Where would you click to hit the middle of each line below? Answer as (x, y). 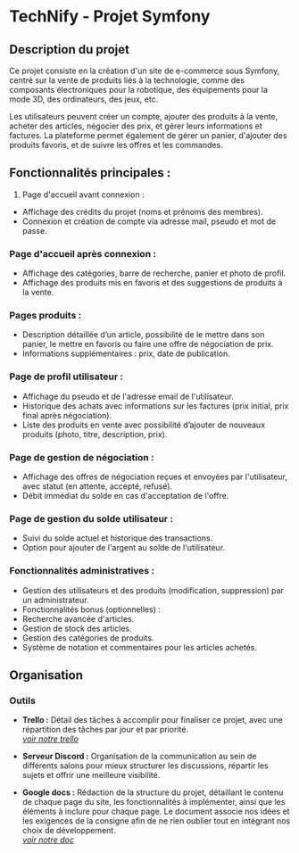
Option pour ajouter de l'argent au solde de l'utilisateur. (124, 548)
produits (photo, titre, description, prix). (95, 434)
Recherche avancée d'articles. (78, 618)
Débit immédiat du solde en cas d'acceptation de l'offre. (125, 496)
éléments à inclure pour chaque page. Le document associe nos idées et (156, 812)
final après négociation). (67, 415)
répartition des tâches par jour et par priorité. (105, 730)
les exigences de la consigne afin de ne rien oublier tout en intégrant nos (156, 821)
